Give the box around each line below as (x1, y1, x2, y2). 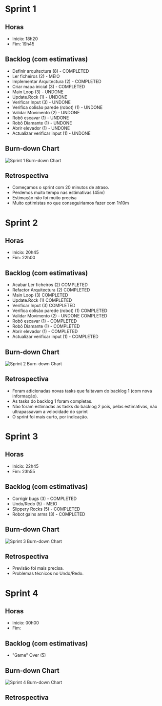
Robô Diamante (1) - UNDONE (12, 120, 72, 125)
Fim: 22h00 (12, 255, 36, 261)
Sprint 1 (5, 3, 37, 15)
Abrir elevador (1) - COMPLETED (12, 329, 78, 334)
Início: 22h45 (12, 463, 39, 469)
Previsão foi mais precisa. (12, 565, 64, 571)
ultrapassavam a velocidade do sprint (12, 409, 88, 415)
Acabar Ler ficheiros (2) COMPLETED (12, 282, 88, 288)
